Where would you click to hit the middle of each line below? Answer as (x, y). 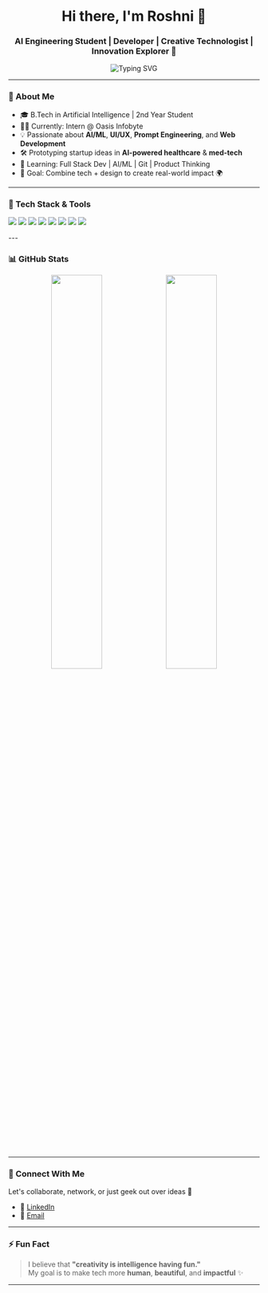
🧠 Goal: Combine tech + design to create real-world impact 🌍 (121, 173)
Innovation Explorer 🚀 (134, 51)
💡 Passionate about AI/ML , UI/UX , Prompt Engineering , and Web (128, 134)
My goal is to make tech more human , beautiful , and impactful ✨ (136, 1272)
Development (43, 144)
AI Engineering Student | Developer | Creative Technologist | (134, 41)
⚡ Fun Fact (29, 1244)
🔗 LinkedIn (37, 1207)
